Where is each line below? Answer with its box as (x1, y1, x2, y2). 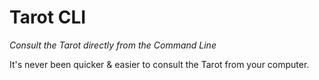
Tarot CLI (9, 6, 87, 29)
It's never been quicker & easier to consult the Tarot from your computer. (9, 58, 310, 70)
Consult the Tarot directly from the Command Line (9, 39, 217, 51)
